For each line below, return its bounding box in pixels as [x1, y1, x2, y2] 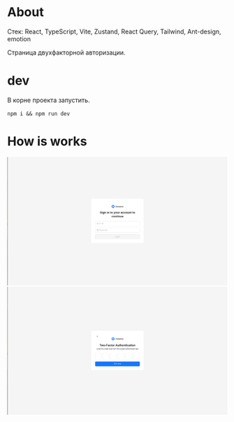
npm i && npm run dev [7, 110, 71, 117]
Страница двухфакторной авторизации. [7, 48, 126, 57]
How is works [7, 133, 87, 150]
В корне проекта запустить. [7, 96, 90, 104]
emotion [7, 34, 31, 43]
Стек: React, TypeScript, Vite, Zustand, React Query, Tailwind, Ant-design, [7, 27, 221, 36]
